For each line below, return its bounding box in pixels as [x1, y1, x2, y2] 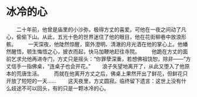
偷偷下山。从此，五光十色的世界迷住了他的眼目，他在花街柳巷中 [16, 33, 171, 40]
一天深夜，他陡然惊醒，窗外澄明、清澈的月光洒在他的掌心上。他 [28, 41, 183, 48]
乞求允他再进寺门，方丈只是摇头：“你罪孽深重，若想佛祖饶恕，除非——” [11, 55, 186, 62]
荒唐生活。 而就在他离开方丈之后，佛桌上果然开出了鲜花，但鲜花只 [16, 70, 188, 77]
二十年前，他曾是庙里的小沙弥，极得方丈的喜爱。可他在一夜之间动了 [16, 26, 181, 33]
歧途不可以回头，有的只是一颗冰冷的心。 [11, 85, 109, 92]
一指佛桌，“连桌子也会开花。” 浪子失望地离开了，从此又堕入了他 [21, 62, 185, 69]
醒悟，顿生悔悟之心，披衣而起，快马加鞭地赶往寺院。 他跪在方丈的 [11, 48, 183, 55]
